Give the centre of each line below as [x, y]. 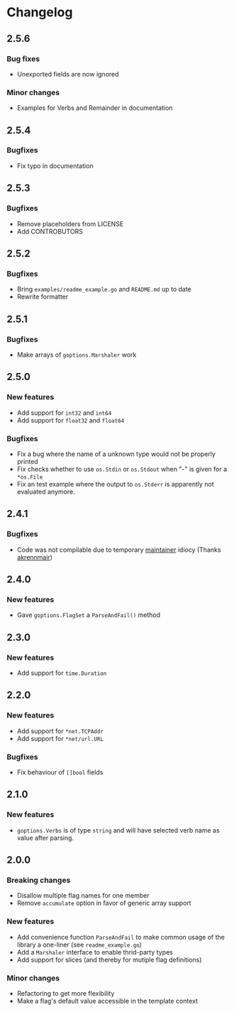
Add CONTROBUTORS [50, 231]
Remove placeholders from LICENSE [70, 223]
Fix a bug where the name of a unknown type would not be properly [116, 454]
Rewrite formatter [43, 297]
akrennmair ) [34, 557]
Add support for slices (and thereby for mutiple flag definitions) [109, 960]
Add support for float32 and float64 [71, 420]
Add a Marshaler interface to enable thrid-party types [95, 952]
